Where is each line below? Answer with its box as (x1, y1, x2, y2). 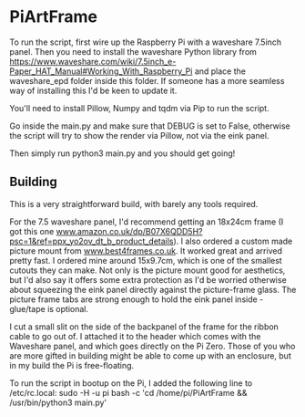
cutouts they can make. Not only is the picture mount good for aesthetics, (9, 265, 286, 276)
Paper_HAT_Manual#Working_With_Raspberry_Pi (9, 66, 193, 77)
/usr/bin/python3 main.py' (9, 397, 107, 408)
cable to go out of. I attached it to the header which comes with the (9, 330, 261, 341)
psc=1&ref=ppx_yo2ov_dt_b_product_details (9, 235, 174, 246)
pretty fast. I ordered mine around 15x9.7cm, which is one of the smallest (9, 255, 282, 266)
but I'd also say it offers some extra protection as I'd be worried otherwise (9, 274, 287, 285)
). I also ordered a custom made (173, 235, 293, 246)
